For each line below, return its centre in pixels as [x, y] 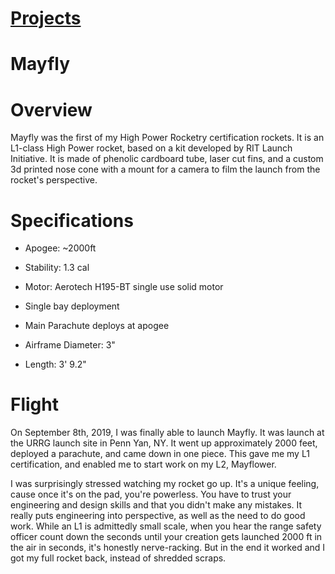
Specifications [72, 220]
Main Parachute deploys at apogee [97, 326]
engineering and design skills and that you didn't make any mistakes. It [156, 505]
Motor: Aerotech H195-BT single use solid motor [124, 287]
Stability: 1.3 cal [57, 268]
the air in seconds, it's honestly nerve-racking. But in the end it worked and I [168, 548]
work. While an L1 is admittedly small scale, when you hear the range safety [166, 526]
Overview [51, 109]
